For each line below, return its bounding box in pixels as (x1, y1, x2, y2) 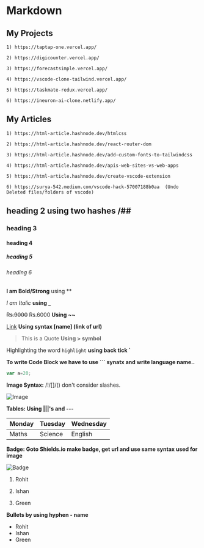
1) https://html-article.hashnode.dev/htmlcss (6, 130, 127, 136)
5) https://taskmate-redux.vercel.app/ (6, 87, 108, 93)
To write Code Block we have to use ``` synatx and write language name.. (6, 359, 195, 366)
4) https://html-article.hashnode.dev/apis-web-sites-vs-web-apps (6, 163, 179, 169)
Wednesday (71, 420, 107, 428)
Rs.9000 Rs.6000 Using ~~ (6, 311, 76, 318)
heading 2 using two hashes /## (6, 206, 131, 216)
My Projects (6, 28, 53, 38)
